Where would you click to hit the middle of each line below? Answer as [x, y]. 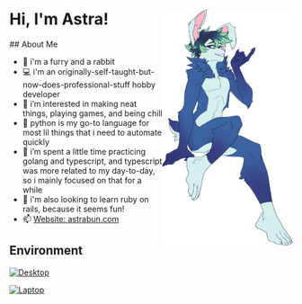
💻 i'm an [39, 71]
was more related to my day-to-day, [89, 170]
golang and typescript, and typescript [92, 161]
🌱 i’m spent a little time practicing [84, 151]
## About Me [34, 44]
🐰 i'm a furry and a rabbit [68, 61]
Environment [46, 250]
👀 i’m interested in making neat [80, 103]
